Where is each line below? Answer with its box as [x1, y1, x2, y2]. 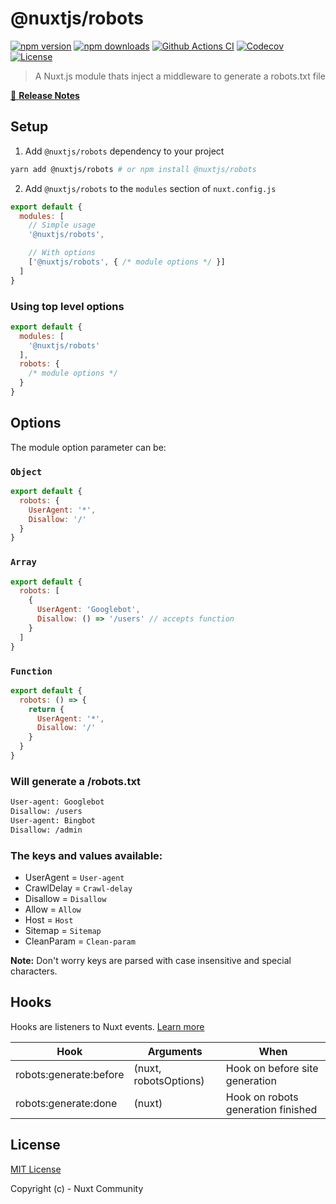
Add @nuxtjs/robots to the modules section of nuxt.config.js [24, 182, 277, 194]
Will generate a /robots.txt [10, 774, 142, 788]
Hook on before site [225, 1061, 319, 1075]
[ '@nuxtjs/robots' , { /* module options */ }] [28, 257, 226, 267]
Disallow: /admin [10, 825, 83, 835]
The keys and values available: [10, 848, 163, 862]
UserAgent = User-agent [24, 871, 125, 883]
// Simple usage [28, 220, 97, 231]
